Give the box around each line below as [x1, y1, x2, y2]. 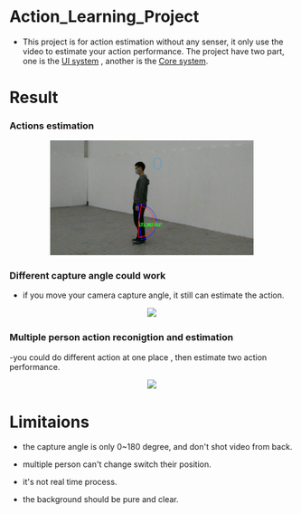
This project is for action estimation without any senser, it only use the [22, 36, 284, 47]
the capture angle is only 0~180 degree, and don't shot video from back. [22, 442, 293, 452]
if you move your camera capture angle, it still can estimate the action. [22, 290, 285, 300]
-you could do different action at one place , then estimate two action [9, 351, 268, 363]
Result [9, 88, 59, 108]
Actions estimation [9, 119, 95, 132]
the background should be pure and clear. [22, 494, 179, 505]
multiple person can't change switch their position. [22, 459, 212, 470]
